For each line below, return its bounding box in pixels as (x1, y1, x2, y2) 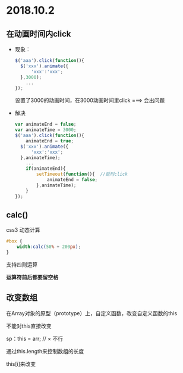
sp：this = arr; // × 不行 (6, 335, 64, 342)
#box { (6, 238, 23, 244)
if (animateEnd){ (26, 166, 66, 172)
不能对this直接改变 (6, 322, 52, 330)
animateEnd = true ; (26, 138, 74, 144)
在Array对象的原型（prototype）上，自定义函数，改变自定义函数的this (6, 309, 177, 316)
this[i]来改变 (6, 360, 36, 367)
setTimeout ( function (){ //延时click (36, 171, 128, 178)
